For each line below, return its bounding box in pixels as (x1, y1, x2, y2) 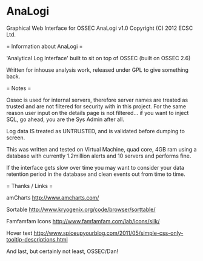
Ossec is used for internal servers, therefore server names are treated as (6, 96, 188, 103)
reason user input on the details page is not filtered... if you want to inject (6, 109, 189, 116)
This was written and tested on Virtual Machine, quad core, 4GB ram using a (6, 145, 197, 153)
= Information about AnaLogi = (6, 43, 83, 50)
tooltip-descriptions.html (6, 235, 68, 243)
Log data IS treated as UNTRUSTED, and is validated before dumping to (6, 127, 185, 134)
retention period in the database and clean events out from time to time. (6, 170, 186, 178)
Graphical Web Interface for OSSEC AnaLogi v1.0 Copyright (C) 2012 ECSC (6, 24, 193, 32)
